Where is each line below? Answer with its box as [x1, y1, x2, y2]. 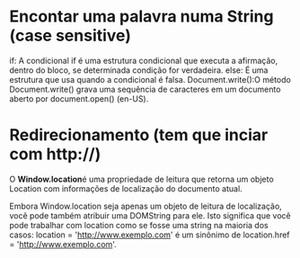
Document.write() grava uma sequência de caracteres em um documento [9, 84, 281, 94]
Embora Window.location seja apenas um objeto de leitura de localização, [9, 200, 283, 211]
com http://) [9, 144, 101, 165]
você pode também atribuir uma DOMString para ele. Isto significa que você [9, 209, 291, 221]
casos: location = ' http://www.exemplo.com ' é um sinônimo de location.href [9, 229, 290, 240]
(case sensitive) [9, 25, 132, 46]
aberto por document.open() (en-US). [9, 93, 149, 104]
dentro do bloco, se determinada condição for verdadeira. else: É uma [9, 65, 269, 76]
